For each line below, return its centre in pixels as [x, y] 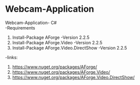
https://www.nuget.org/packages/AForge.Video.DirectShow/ [73, 77]
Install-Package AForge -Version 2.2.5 [51, 37]
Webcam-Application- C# [31, 23]
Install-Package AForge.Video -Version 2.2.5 [57, 42]
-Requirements [20, 28]
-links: [12, 57]
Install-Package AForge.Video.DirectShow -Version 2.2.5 [70, 48]
